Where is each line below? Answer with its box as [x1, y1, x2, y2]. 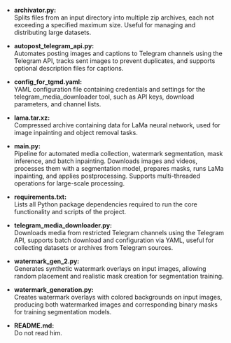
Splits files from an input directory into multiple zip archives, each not [13, 13, 215, 22]
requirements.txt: [13, 192, 67, 201]
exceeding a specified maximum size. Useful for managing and [13, 21, 196, 29]
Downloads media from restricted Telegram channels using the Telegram [13, 229, 225, 237]
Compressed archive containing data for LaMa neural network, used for [13, 121, 220, 129]
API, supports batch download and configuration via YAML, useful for [13, 236, 214, 244]
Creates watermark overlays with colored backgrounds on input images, [13, 293, 223, 301]
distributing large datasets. [13, 28, 92, 36]
